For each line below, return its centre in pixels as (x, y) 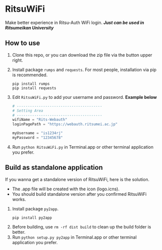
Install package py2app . (35, 208)
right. (18, 60)
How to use (23, 43)
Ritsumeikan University (29, 27)
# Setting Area (28, 111)
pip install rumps (31, 84)
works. (19, 199)
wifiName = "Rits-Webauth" (40, 120)
